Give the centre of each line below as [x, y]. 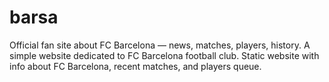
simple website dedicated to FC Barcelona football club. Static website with [164, 55]
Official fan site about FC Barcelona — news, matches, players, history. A [160, 45]
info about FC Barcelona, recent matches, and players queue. [135, 66]
